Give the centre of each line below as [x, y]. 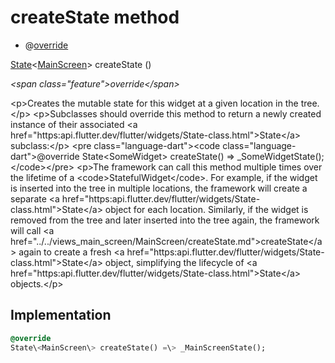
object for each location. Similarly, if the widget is [206, 209]
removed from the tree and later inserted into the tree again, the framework [165, 220]
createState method [95, 17]
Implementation [61, 315]
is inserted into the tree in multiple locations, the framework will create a [159, 188]
